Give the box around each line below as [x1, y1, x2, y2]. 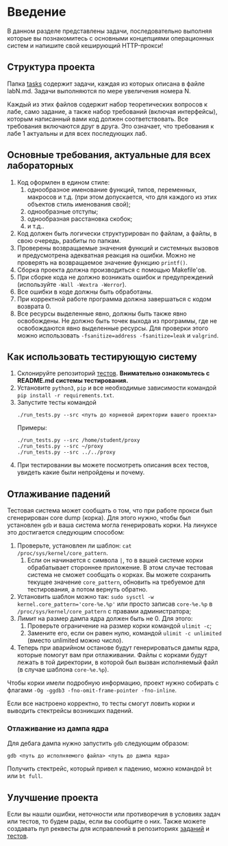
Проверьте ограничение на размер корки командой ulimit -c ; [27, 622, 212, 630]
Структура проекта [7, 61, 95, 73]
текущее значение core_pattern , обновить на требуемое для [27, 578, 205, 587]
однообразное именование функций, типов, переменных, [27, 185, 197, 193]
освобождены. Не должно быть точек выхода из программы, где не [16, 316, 218, 325]
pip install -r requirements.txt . [16, 391, 114, 399]
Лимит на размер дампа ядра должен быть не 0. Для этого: [16, 615, 193, 623]
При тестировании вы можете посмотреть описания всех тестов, [16, 461, 210, 469]
